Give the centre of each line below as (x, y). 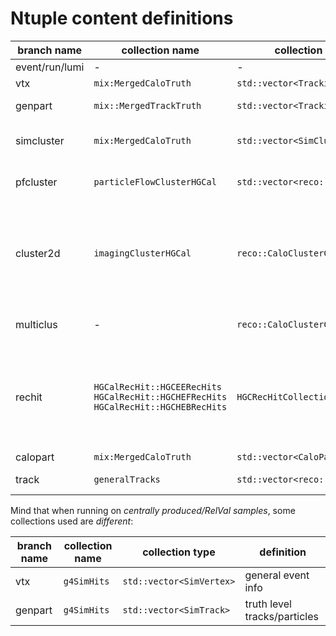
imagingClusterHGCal (142, 253)
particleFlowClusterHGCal (155, 181)
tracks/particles (281, 616)
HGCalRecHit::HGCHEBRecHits (160, 406)
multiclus (36, 324)
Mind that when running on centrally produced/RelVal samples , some (153, 510)
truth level (268, 604)
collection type (179, 552)
